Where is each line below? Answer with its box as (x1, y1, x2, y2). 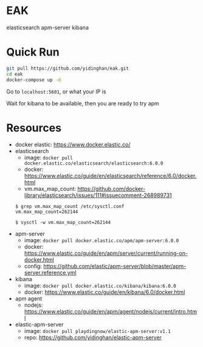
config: (24, 263, 43, 270)
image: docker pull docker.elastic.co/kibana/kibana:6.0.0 (24, 282, 176, 290)
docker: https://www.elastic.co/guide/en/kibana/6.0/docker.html (24, 288, 185, 296)
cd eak (6, 71, 23, 77)
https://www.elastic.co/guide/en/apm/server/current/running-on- (24, 249, 188, 257)
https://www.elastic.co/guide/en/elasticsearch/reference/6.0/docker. (24, 172, 197, 180)
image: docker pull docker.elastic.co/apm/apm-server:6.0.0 (24, 237, 179, 244)
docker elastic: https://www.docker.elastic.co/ (15, 141, 131, 148)
